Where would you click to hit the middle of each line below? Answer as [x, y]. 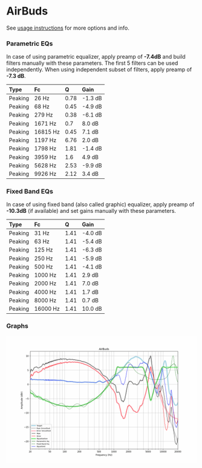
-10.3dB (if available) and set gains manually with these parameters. [91, 211]
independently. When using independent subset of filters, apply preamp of [99, 70]
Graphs [17, 326]
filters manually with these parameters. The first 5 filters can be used [92, 63]
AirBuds [27, 11]
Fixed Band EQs [30, 191]
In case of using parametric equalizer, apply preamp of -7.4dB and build [96, 57]
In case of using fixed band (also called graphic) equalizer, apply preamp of [100, 204]
